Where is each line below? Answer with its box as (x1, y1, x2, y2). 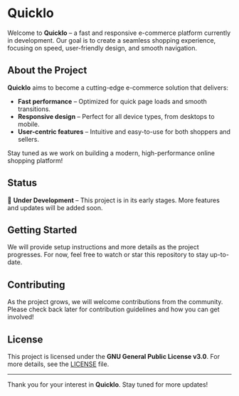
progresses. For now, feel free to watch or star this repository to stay (7, 251, 208, 259)
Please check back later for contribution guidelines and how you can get (7, 305, 220, 314)
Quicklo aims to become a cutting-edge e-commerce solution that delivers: (7, 83, 229, 92)
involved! (7, 313, 34, 321)
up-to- (209, 251, 230, 259)
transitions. (17, 105, 51, 113)
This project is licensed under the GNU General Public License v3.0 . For (7, 353, 221, 360)
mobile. (17, 120, 41, 128)
